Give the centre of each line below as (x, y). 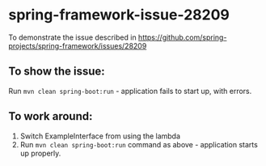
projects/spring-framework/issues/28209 (78, 45)
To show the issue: (57, 72)
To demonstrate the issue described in (72, 37)
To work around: (51, 116)
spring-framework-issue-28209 (119, 15)
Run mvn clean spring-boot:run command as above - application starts (139, 144)
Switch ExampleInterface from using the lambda (100, 136)
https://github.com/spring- (182, 37)
